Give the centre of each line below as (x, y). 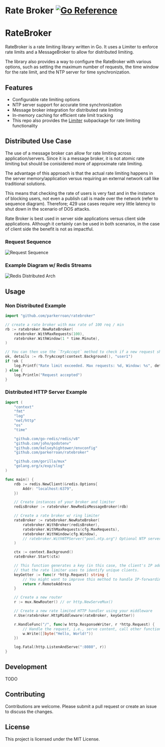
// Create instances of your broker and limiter (65, 502)
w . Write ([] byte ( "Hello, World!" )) (58, 634)
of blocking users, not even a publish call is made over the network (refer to (82, 198)
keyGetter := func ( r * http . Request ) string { (61, 575)
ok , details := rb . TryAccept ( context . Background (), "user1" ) (69, 357)
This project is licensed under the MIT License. (53, 739)
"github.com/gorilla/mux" (41, 461)
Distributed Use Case (38, 141)
